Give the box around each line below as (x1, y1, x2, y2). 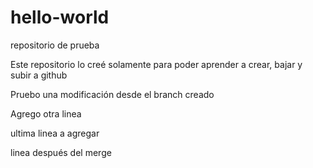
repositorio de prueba (10, 39, 100, 51)
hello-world (10, 6, 110, 29)
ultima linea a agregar (10, 127, 100, 139)
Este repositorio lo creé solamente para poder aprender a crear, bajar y (10, 58, 303, 70)
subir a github (10, 69, 68, 81)
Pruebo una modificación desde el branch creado (10, 88, 215, 100)
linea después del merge (10, 146, 112, 158)
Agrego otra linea (10, 107, 82, 120)
